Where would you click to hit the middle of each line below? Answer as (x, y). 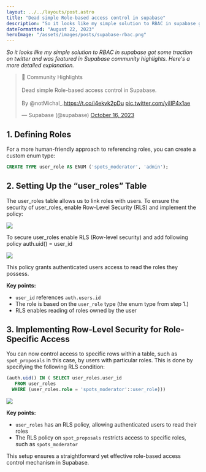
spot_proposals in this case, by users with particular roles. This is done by (100, 360)
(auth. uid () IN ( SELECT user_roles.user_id (64, 378)
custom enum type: (31, 155)
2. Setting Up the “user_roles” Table (77, 186)
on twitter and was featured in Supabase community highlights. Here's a (98, 59)
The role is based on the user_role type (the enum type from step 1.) (102, 303)
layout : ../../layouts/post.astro (51, 12)
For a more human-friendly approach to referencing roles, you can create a (101, 149)
